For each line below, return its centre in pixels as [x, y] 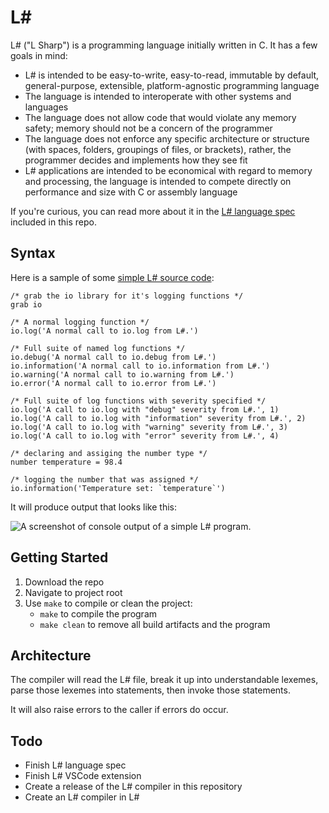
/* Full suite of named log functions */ [98, 348]
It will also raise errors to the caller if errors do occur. [119, 710]
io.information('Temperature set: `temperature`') [118, 488]
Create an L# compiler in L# [82, 797]
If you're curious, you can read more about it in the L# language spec [153, 211]
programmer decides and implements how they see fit [136, 160]
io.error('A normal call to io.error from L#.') [113, 383]
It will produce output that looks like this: [93, 507]
